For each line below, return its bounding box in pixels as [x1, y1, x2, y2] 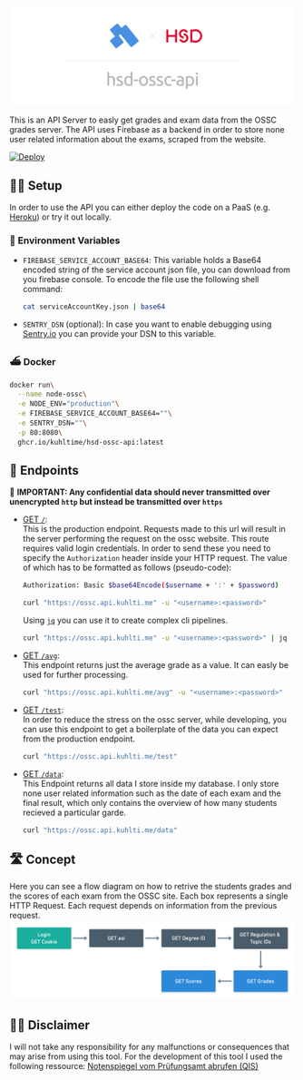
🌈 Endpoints [9, 463, 80, 478]
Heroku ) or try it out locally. [9, 211, 112, 222]
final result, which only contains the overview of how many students [22, 797, 278, 808]
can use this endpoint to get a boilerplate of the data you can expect [22, 723, 279, 734]
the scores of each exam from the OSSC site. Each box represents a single [9, 890, 288, 901]
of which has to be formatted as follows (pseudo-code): [22, 562, 232, 574]
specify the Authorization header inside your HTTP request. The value [22, 553, 288, 564]
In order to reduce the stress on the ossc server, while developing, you [22, 713, 288, 724]
